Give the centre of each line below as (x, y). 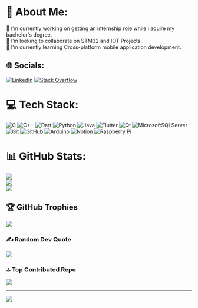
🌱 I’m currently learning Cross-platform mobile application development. (94, 47)
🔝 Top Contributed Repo (41, 269)
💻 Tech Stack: (42, 105)
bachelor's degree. (29, 34)
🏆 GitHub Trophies (42, 208)
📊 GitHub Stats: (46, 156)
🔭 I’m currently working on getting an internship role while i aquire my (90, 28)
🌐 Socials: (25, 66)
